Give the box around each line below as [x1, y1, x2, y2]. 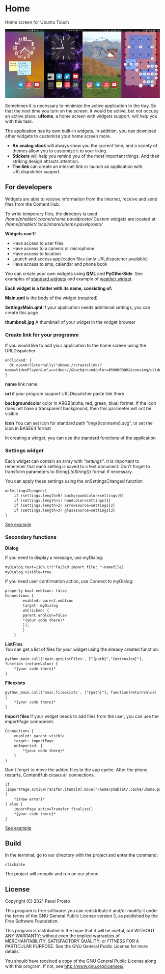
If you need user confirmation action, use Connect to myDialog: [5, 578, 134, 584]
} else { [5, 802, 23, 807]
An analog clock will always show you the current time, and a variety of [12, 142, 158, 148]
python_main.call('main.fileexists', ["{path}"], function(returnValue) [5, 690, 157, 695]
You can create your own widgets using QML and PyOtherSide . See [5, 271, 143, 277]
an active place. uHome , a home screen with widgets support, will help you [5, 113, 158, 119]
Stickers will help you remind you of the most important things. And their [12, 153, 160, 159]
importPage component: [5, 718, 55, 724]
